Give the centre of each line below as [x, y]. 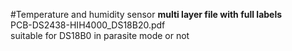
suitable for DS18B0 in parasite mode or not [100, 35]
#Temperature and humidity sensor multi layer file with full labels [146, 14]
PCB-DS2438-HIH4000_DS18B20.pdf [88, 25]
